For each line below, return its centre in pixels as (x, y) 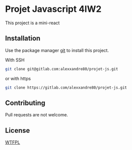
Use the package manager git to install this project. (57, 50)
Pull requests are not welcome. (37, 115)
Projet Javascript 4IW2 (53, 9)
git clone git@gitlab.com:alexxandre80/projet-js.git (62, 69)
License (18, 130)
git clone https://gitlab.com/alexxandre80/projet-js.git (66, 88)
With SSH (15, 60)
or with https (18, 78)
